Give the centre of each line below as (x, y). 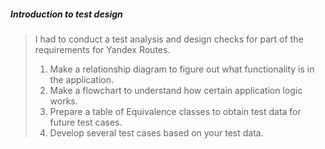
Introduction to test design (66, 14)
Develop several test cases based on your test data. (156, 132)
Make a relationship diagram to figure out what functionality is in (182, 69)
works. (63, 101)
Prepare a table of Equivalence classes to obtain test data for (175, 111)
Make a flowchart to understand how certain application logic (176, 90)
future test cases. (86, 122)
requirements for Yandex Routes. (102, 49)
